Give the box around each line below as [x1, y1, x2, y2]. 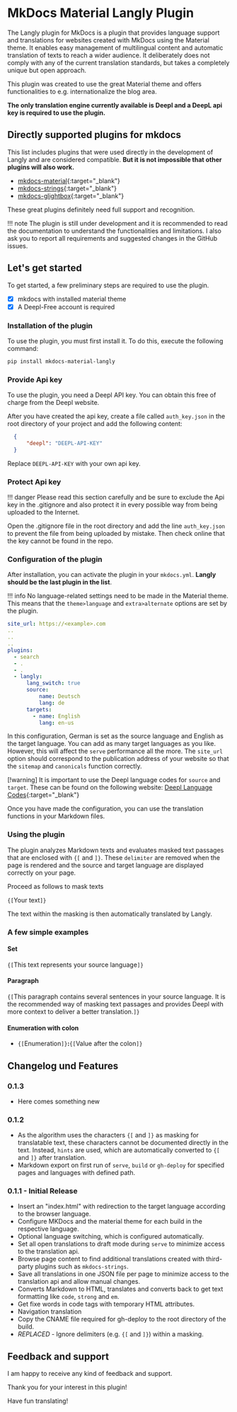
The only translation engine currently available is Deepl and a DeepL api [7, 101, 223, 109]
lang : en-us [38, 719, 74, 726]
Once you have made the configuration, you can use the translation [7, 805, 204, 813]
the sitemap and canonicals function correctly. [7, 762, 142, 771]
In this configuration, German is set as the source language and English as [7, 732, 224, 740]
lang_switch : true [25, 679, 81, 687]
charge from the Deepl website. [7, 398, 100, 407]
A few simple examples [7, 927, 89, 937]
